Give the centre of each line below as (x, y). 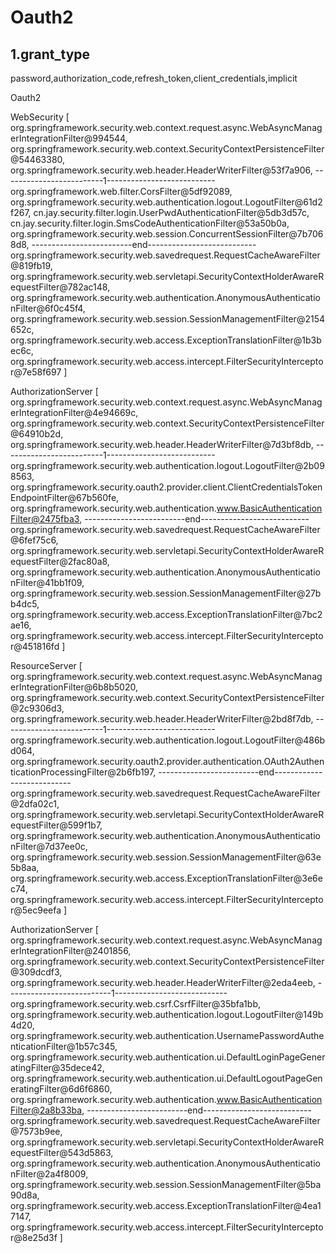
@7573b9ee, (36, 1131)
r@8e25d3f (34, 1237)
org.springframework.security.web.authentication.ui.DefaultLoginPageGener (168, 1057)
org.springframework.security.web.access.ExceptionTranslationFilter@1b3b (166, 340)
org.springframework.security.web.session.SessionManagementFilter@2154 (167, 319)
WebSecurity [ (40, 117)
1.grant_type (50, 54)
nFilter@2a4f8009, (49, 1174)
